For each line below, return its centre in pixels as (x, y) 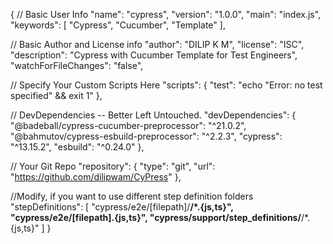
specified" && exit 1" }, (56, 95)
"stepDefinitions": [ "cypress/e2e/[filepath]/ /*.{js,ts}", (122, 207)
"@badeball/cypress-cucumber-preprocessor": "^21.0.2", (128, 125)
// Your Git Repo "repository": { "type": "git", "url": (113, 166)
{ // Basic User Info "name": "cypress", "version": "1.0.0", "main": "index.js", (166, 14)
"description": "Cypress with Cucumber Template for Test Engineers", (154, 55)
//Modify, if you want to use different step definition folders (132, 196)
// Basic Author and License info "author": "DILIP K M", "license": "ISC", (157, 44)
